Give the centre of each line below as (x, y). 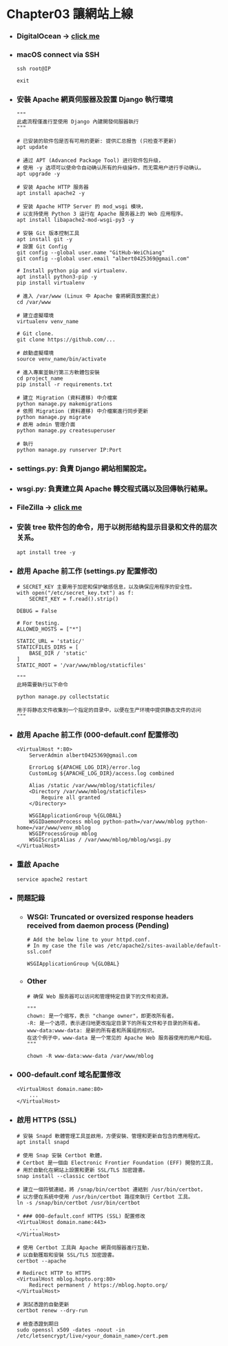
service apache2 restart (52, 879)
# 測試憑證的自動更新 (43, 1304)
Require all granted (71, 798)
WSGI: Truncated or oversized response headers (110, 917)
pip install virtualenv (51, 283)
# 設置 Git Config (42, 246)
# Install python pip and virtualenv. (72, 271)
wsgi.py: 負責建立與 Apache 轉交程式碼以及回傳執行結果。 (114, 489)
